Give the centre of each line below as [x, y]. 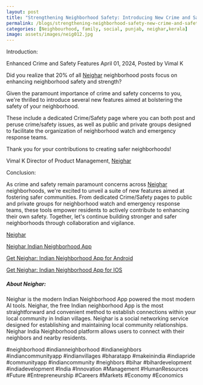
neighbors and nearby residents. [47, 338]
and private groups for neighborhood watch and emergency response [93, 204]
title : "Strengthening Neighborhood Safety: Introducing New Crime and [98, 18]
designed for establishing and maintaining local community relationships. [97, 325]
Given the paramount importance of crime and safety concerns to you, [94, 93]
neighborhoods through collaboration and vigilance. [71, 223]
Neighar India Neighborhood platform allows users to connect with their [95, 332]
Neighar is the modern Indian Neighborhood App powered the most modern [101, 299]
